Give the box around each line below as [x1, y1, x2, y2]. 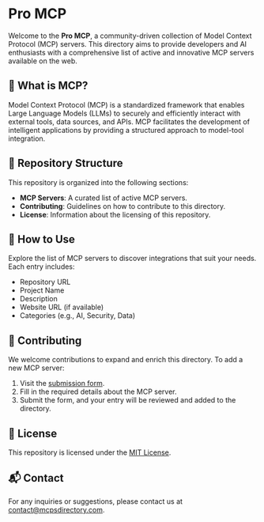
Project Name [19, 286, 65, 295]
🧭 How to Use [8, 233, 75, 246]
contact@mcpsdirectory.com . [8, 505, 105, 514]
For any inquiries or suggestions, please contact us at [8, 496, 183, 506]
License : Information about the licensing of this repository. [19, 210, 211, 219]
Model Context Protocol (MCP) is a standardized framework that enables [8, 100, 245, 109]
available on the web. [8, 56, 77, 66]
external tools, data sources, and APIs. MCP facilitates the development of [8, 116, 251, 127]
